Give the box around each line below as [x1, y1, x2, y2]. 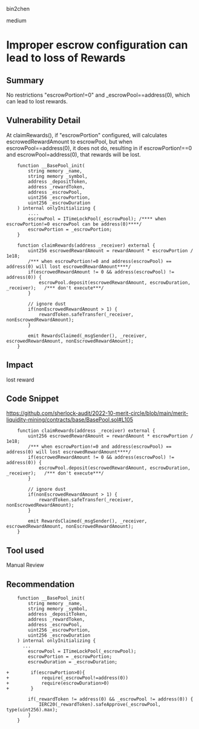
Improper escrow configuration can [6, 38, 189, 52]
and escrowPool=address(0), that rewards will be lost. [6, 151, 141, 158]
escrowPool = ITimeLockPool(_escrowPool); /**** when [28, 216, 166, 222]
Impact [6, 360, 33, 370]
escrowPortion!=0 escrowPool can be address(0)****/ [6, 221, 142, 227]
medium [6, 17, 27, 24]
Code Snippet [6, 394, 59, 404]
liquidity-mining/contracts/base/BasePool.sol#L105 [6, 416, 134, 423]
